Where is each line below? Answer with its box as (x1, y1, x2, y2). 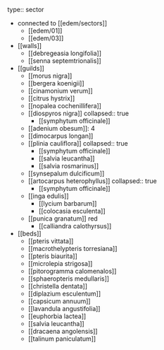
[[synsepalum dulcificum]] (27, 169, 105, 177)
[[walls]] (17, 42, 42, 49)
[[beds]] (17, 229, 42, 238)
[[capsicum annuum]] (27, 297, 91, 305)
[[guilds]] (17, 64, 44, 72)
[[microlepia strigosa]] (27, 259, 93, 267)
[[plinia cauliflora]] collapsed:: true (27, 139, 128, 147)
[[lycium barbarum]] (38, 199, 97, 207)
